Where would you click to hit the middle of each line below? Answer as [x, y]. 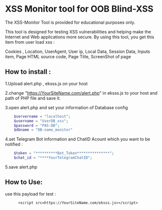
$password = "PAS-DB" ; [37, 125]
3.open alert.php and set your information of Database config [66, 107]
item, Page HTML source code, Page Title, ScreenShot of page [68, 56]
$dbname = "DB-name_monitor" [43, 130]
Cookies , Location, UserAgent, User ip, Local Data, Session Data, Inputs [78, 51]
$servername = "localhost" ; [42, 116]
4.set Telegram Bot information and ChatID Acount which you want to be [78, 139]
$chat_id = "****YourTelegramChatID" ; [53, 158]
